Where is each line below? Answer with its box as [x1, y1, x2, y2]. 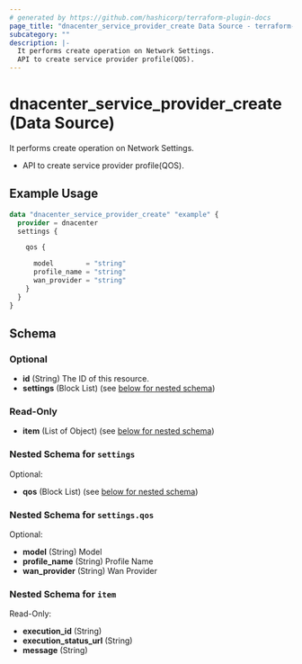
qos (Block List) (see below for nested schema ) [22, 486, 199, 497]
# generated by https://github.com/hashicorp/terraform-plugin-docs [9, 13, 271, 22]
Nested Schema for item [9, 588, 117, 600]
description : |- [9, 38, 70, 48]
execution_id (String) [22, 626, 102, 637]
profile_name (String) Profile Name [22, 556, 154, 567]
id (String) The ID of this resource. [22, 373, 150, 384]
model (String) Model [22, 546, 102, 558]
